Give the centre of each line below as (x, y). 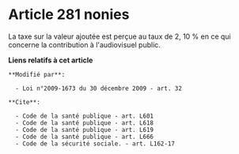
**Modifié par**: (37, 74)
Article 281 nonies (69, 15)
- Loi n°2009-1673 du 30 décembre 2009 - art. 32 (99, 88)
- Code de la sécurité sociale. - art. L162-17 (95, 144)
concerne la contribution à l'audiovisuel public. (84, 44)
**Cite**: (25, 102)
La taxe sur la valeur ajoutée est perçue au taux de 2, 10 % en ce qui (119, 36)
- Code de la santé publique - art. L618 (85, 123)
